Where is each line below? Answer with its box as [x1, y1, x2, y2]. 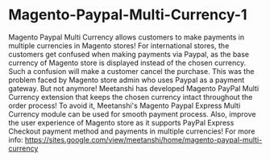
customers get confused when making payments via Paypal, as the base [8, 49, 250, 59]
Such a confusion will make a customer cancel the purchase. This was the [8, 66, 255, 76]
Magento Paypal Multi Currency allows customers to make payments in [8, 32, 244, 42]
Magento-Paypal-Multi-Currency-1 [8, 6, 247, 24]
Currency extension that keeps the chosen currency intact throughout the [8, 92, 253, 101]
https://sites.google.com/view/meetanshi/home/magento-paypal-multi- [24, 134, 263, 144]
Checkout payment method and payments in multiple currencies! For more [8, 126, 255, 136]
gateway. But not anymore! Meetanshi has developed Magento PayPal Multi [8, 83, 260, 93]
